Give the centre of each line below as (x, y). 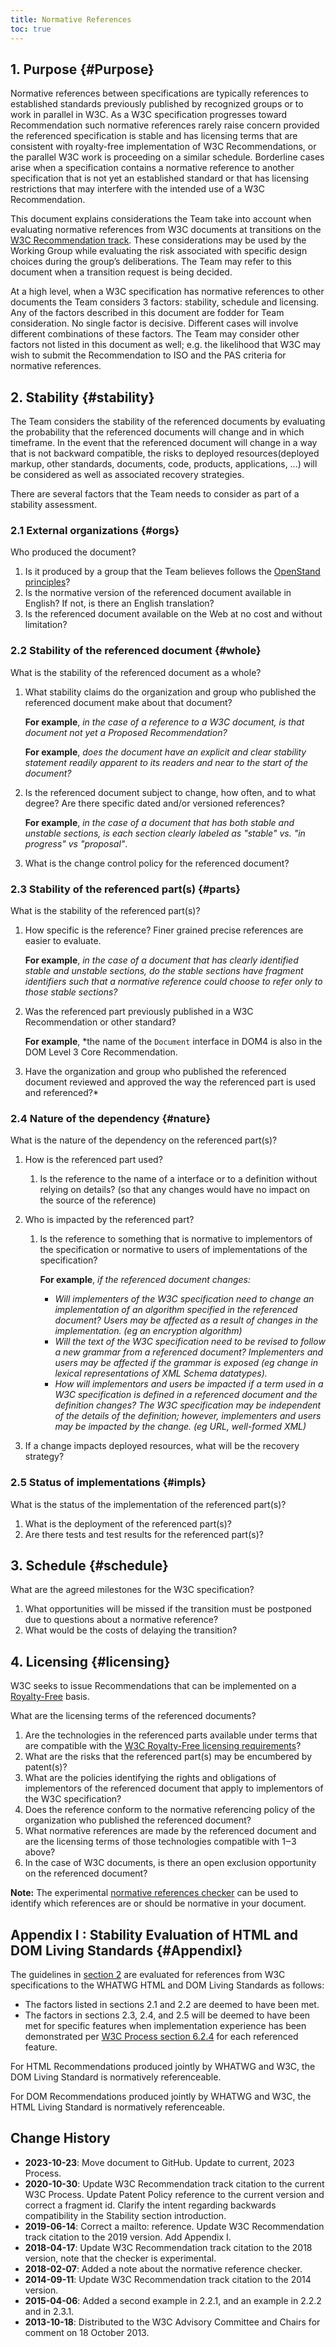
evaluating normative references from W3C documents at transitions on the (166, 230)
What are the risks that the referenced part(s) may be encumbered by (168, 1757)
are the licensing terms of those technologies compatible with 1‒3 (160, 1842)
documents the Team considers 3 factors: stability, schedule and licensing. (165, 302)
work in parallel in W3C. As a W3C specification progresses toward (149, 115)
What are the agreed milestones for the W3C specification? (132, 1590)
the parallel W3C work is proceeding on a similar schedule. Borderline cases (167, 157)
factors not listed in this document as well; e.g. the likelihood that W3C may (165, 345)
